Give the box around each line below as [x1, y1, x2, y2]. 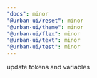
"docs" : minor [6, 10, 49, 18]
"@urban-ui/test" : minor [6, 43, 81, 50]
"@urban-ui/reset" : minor [6, 17, 83, 24]
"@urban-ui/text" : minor [6, 37, 81, 44]
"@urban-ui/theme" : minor [6, 23, 83, 30]
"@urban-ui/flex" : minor [6, 30, 81, 38]
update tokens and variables [6, 63, 91, 71]
